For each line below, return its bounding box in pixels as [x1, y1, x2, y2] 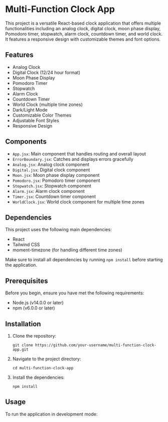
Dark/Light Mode [12, 107, 48, 113]
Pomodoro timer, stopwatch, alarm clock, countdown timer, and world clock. [5, 31, 163, 37]
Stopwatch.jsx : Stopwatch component [12, 182, 91, 189]
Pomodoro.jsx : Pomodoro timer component [12, 177, 100, 183]
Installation [5, 320, 41, 328]
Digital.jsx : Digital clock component [12, 167, 90, 173]
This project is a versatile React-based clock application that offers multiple [5, 20, 161, 26]
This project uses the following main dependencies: [5, 227, 112, 233]
